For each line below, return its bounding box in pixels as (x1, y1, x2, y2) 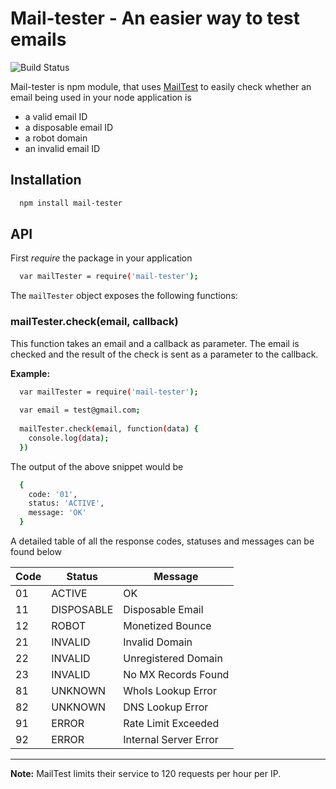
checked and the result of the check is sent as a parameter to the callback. (10, 348, 319, 360)
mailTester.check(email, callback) (10, 315, 179, 329)
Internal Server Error (123, 733, 219, 747)
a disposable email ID (24, 121, 114, 133)
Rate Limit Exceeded (123, 717, 220, 731)
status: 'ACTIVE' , (28, 498, 105, 509)
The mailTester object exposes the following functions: (10, 290, 238, 302)
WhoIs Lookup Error (123, 684, 217, 698)
